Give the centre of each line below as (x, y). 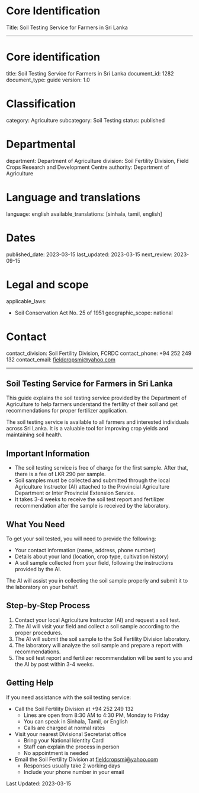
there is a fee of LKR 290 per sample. (60, 474)
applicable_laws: (26, 301)
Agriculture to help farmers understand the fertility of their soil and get (92, 404)
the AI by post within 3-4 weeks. (54, 664)
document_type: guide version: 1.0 (48, 80)
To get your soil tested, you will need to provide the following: (81, 539)
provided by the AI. (38, 569)
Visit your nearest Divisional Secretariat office (70, 734)
